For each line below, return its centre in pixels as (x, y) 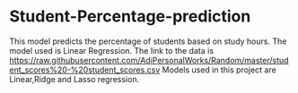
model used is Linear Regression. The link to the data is (111, 50)
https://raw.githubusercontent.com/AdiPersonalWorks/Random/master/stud (149, 60)
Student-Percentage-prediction (130, 17)
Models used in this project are (219, 70)
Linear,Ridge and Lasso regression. (74, 79)
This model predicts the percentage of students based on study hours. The (148, 41)
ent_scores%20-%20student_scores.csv (85, 70)
